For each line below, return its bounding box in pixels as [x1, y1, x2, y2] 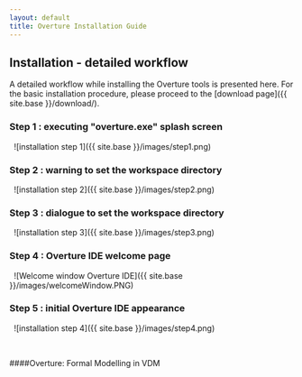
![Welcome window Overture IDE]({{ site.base [13, 270, 183, 280]
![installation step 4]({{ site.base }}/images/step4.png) [13, 322, 215, 334]
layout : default [9, 13, 70, 23]
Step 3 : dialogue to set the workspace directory [9, 207, 224, 219]
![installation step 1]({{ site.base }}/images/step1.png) [13, 141, 212, 152]
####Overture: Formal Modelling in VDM [9, 357, 160, 368]
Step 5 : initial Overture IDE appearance [9, 302, 186, 315]
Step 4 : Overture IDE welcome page [9, 250, 171, 262]
